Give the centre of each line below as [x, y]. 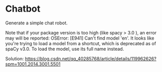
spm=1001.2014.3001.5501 [33, 64]
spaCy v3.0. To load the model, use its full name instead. [65, 49]
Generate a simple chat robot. [36, 23]
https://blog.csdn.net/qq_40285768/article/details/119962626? [91, 58]
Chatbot [23, 9]
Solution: [15, 58]
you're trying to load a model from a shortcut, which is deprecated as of [81, 43]
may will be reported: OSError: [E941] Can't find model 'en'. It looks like [80, 38]
